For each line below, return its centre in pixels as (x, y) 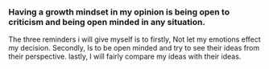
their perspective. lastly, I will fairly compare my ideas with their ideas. (125, 57)
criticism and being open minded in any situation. (107, 22)
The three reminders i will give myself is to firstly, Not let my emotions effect (135, 39)
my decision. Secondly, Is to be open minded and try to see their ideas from (134, 48)
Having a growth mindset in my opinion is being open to (119, 12)
